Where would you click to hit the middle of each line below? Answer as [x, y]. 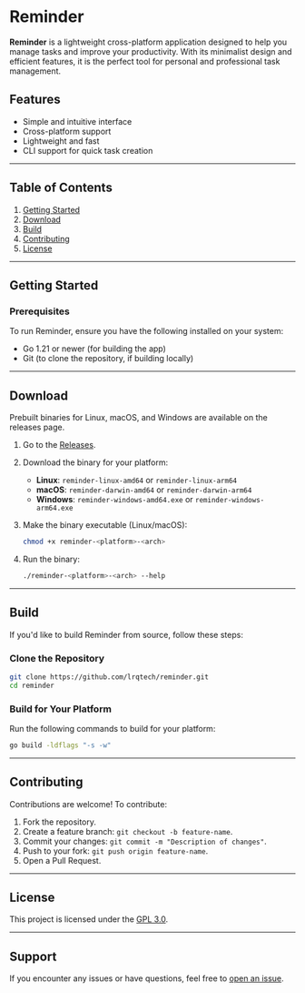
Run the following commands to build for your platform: [113, 728]
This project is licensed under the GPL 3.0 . [89, 919]
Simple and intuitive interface [77, 121]
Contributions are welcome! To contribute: [89, 804]
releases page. [37, 427]
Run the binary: [51, 559]
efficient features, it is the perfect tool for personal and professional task [145, 61]
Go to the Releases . [59, 445]
